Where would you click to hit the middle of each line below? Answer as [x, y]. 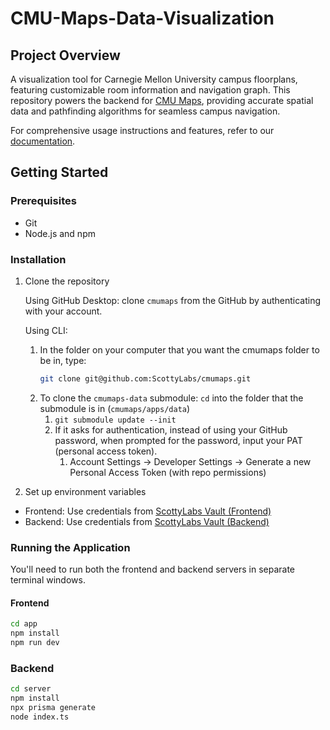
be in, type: [63, 360]
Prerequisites [43, 201]
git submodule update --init [115, 420]
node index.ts [40, 717]
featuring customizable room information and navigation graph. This [150, 90]
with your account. [63, 311]
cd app [24, 624]
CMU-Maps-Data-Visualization [142, 18]
